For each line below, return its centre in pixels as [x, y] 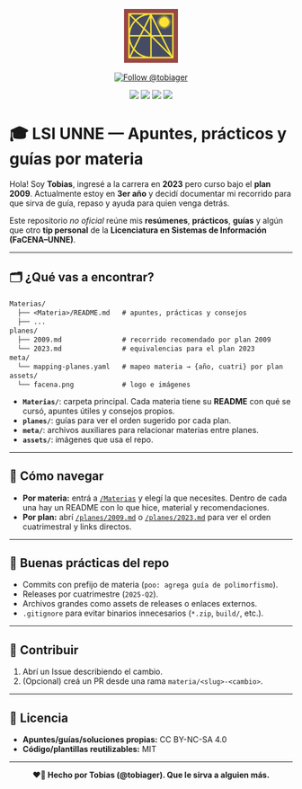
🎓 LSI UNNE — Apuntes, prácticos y [148, 134]
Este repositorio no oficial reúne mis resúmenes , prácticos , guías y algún [147, 220]
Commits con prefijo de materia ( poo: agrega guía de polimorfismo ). [150, 585]
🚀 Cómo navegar [57, 476]
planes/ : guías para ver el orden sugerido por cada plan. [127, 420]
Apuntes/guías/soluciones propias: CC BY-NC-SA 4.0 [124, 740]
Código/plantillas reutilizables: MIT [89, 749]
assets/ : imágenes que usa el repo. [88, 439]
